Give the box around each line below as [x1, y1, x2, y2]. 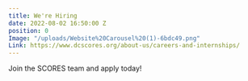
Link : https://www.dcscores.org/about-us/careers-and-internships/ [8, 42, 241, 50]
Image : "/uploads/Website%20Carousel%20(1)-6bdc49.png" [8, 34, 200, 43]
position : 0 [8, 26, 48, 34]
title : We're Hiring [8, 11, 78, 20]
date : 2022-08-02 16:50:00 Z [8, 19, 107, 27]
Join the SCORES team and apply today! [8, 63, 142, 73]
